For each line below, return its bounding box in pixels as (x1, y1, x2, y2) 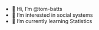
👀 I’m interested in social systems (11, 12, 93, 18)
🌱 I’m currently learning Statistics (11, 18, 93, 24)
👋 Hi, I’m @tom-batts (11, 6, 63, 12)
